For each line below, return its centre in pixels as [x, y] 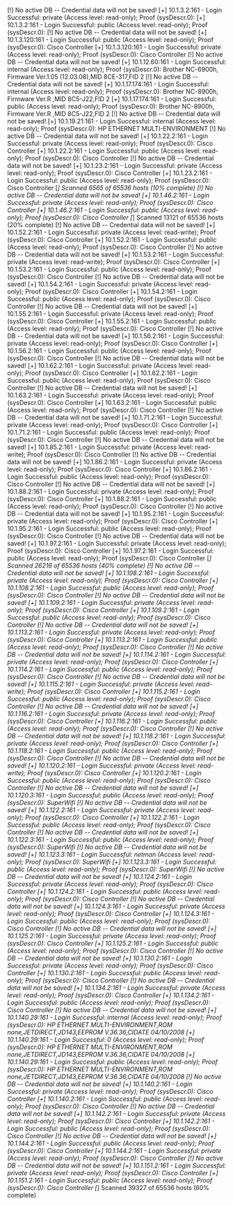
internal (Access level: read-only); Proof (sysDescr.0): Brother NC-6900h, [113, 69]
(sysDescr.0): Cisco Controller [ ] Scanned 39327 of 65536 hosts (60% [109, 1188]
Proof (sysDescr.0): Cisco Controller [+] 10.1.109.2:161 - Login [113, 610]
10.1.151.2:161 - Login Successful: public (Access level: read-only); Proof [110, 1180]
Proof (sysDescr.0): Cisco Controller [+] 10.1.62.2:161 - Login [112, 373]
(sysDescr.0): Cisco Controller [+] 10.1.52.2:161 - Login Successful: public [112, 239]
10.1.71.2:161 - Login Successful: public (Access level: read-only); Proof [109, 432]
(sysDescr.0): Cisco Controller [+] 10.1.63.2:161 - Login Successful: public [112, 403]
